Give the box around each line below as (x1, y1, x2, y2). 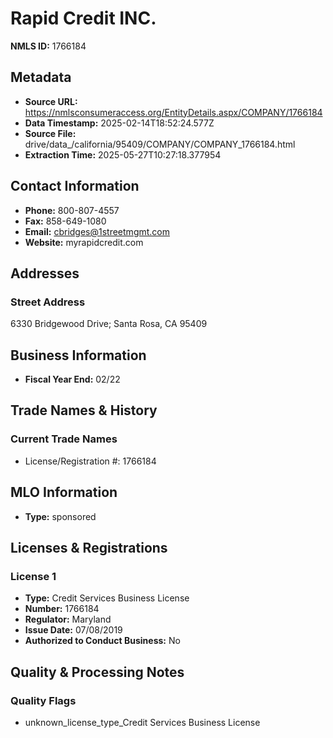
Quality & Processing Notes (10, 663, 185, 681)
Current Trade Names (10, 432, 118, 446)
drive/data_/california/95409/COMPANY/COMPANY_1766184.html (24, 138, 296, 150)
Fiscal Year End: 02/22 (24, 373, 121, 386)
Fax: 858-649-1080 (24, 215, 107, 227)
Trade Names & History (10, 402, 158, 419)
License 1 (10, 569, 57, 583)
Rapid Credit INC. (10, 7, 157, 30)
